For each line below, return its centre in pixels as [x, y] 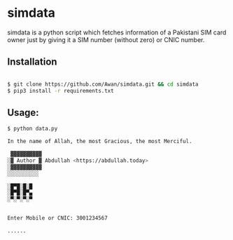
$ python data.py [33, 129]
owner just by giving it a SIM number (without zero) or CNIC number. [106, 39]
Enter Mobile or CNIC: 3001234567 [58, 218]
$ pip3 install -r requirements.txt [61, 91]
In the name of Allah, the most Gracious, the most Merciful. [100, 142]
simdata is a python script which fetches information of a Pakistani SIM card [117, 32]
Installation [32, 62]
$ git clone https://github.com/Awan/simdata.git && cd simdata [103, 84]
